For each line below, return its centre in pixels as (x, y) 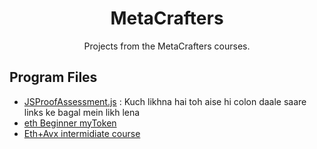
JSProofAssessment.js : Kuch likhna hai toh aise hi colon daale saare (165, 101)
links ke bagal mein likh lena (82, 112)
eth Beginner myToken (70, 123)
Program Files (53, 77)
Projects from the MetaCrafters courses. (167, 46)
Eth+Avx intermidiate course (82, 133)
